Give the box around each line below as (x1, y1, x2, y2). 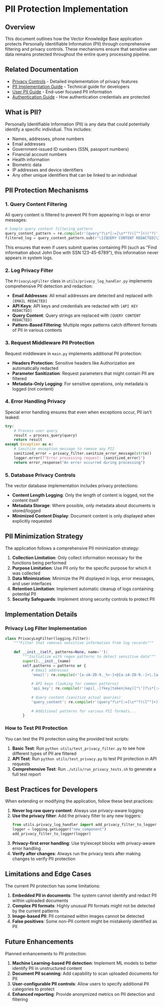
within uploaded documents (12, 897, 68, 904)
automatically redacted (12, 365, 59, 371)
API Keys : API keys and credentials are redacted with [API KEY (12, 303, 138, 309)
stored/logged (12, 508, 41, 514)
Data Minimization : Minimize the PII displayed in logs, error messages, (12, 575, 155, 581)
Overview (5, 23, 36, 31)
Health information (12, 156, 50, 162)
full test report (12, 771, 41, 777)
